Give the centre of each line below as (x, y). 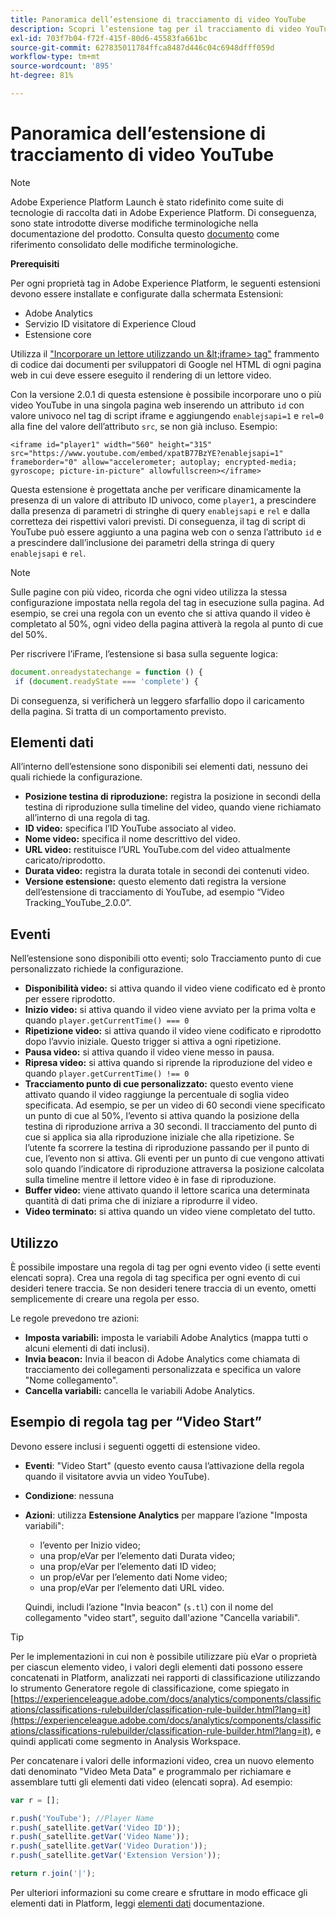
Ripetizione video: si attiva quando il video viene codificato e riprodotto (173, 1031)
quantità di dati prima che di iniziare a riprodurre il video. (141, 1201)
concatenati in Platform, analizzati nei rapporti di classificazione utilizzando (165, 1677)
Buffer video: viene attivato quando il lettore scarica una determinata (167, 1190)
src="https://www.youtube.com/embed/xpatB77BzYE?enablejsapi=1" (147, 453)
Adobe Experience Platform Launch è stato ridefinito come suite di (147, 202)
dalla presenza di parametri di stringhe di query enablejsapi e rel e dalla (160, 510)
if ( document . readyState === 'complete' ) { (106, 681)
